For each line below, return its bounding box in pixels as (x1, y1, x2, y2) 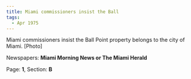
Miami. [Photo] (6, 42, 43, 50)
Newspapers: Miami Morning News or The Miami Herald (6, 54, 148, 62)
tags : (6, 14, 20, 20)
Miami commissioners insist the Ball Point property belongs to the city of (6, 37, 185, 44)
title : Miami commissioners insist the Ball (6, 8, 119, 15)
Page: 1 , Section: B (6, 66, 53, 73)
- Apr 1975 (11, 20, 39, 26)
